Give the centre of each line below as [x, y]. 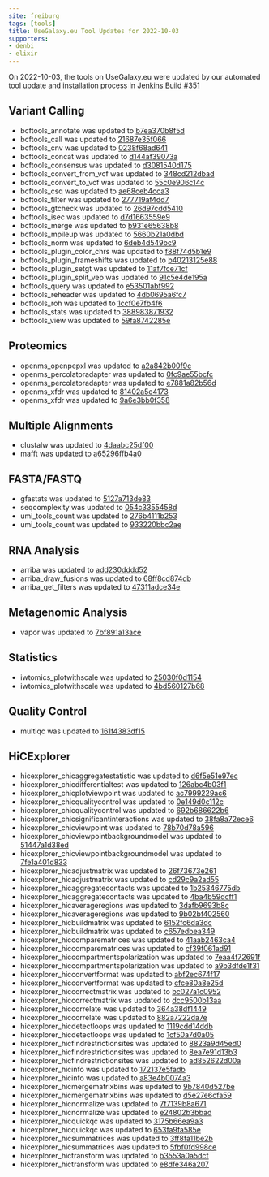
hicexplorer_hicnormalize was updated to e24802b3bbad [116, 1113]
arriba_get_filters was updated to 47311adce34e [100, 587]
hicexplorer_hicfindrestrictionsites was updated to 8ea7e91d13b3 [128, 1052]
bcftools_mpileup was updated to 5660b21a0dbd [102, 234]
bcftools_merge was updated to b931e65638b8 [99, 225]
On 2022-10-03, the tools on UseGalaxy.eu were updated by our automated [134, 77]
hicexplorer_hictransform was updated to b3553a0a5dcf [114, 1156]
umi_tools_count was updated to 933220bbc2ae [101, 525]
